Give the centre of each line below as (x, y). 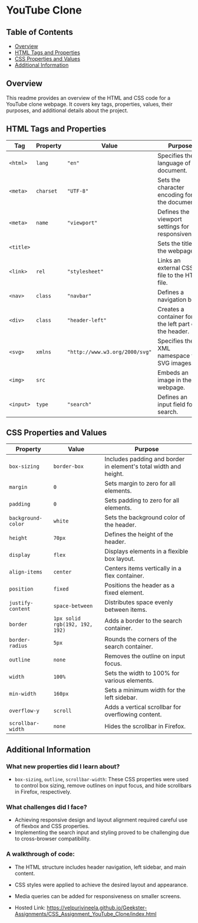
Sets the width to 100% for (142, 673)
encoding (171, 194)
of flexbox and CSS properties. (52, 826)
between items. (126, 610)
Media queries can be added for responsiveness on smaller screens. (98, 896)
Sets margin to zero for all (140, 484)
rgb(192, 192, (73, 624)
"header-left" (87, 320)
